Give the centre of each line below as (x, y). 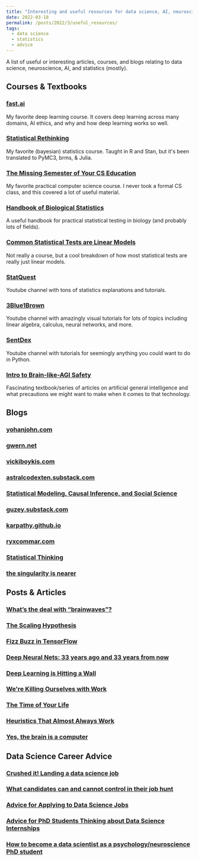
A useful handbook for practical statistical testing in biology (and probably (97, 221)
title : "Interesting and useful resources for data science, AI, (88, 12)
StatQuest (21, 277)
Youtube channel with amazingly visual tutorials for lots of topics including (97, 318)
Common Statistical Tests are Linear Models (71, 243)
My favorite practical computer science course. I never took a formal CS (94, 186)
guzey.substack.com (37, 509)
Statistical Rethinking (38, 139)
